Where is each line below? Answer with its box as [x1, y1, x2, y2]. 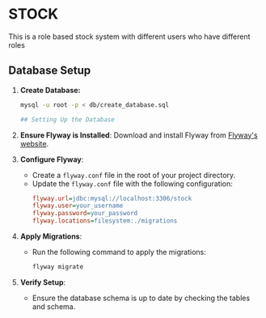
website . [19, 138, 49, 148]
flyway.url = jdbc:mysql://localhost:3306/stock [32, 194, 192, 202]
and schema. [32, 301, 76, 312]
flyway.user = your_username [32, 201, 124, 210]
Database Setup [8, 64, 91, 78]
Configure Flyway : [19, 155, 84, 164]
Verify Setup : [19, 277, 66, 287]
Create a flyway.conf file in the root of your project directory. [32, 170, 236, 180]
